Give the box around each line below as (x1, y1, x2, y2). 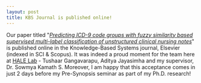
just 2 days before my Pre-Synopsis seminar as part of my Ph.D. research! (6, 70, 191, 77)
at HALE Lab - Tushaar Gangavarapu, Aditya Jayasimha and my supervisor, (6, 57, 194, 64)
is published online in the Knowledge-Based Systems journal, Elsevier (6, 44, 180, 51)
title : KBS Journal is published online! (6, 15, 113, 21)
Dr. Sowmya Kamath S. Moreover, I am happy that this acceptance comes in (6, 63, 196, 70)
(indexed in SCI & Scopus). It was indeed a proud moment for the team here (6, 50, 195, 58)
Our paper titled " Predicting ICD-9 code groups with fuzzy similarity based (6, 31, 193, 38)
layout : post (6, 8, 39, 15)
